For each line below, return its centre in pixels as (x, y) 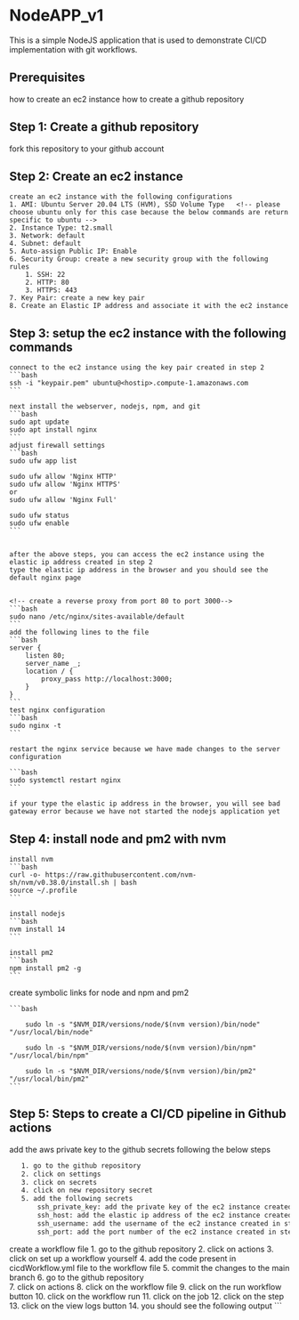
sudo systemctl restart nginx (65, 781)
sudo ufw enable (39, 523)
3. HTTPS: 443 (51, 290)
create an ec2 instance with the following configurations (121, 197)
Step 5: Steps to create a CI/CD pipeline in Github (148, 1114)
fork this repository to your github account (87, 149)
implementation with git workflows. (73, 49)
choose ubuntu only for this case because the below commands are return (149, 213)
